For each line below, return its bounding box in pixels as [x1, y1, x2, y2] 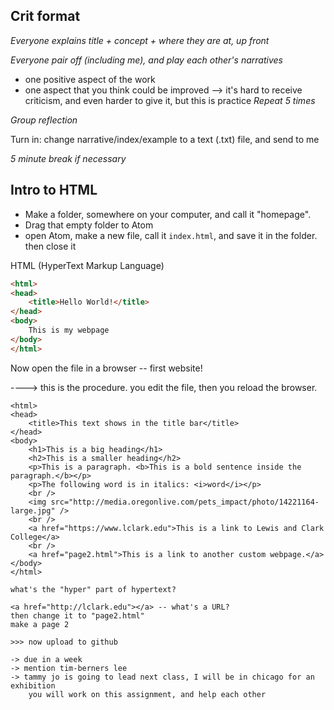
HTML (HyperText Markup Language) [10, 259, 165, 271]
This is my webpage [28, 325, 110, 335]
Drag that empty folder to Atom [24, 219, 154, 231]
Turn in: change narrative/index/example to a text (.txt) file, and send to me [10, 133, 320, 145]
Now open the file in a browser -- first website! [10, 362, 203, 374]
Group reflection [10, 114, 78, 126]
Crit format [10, 8, 81, 25]
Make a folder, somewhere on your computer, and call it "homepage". [24, 208, 312, 220]
